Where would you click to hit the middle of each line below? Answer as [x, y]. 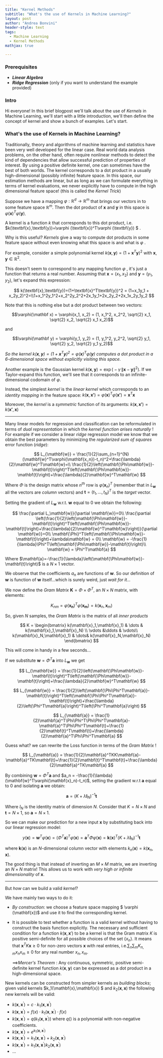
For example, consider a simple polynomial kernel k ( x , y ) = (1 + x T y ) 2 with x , [81, 252]
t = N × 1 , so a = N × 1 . [27, 813]
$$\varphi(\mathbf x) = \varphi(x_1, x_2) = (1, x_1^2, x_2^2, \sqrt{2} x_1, [81, 315]
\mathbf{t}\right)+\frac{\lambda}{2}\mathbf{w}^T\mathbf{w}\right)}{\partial [81, 529]
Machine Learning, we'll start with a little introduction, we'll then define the [80, 116]
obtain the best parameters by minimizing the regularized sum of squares [78, 439]
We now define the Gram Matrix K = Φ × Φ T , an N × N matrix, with [72, 589]
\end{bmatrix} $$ [81, 640]
